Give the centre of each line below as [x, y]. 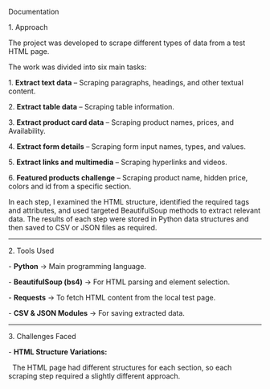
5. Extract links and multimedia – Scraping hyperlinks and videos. [118, 162]
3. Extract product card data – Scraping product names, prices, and [121, 122]
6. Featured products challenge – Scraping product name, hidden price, [128, 178]
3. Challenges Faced [42, 336]
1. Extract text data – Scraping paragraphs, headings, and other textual [126, 83]
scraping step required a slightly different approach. [94, 376]
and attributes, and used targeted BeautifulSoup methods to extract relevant [135, 210]
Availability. [27, 131]
